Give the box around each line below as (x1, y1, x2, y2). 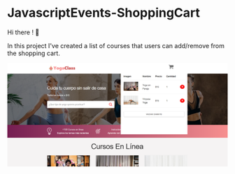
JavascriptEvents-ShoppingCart (7, 5, 201, 21)
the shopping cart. (7, 49, 61, 57)
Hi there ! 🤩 (7, 28, 40, 36)
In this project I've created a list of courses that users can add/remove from (7, 41, 225, 50)
